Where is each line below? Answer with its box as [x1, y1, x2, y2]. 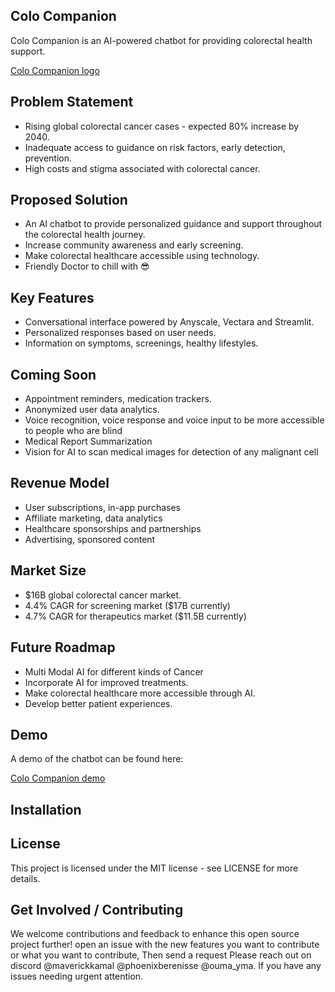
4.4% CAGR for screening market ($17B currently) [24, 599, 231, 611]
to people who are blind [24, 425, 123, 437]
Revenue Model [10, 475, 110, 492]
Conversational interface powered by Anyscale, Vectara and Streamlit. [24, 316, 315, 328]
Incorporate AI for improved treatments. [24, 676, 189, 688]
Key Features [10, 289, 95, 306]
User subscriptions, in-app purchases [24, 501, 181, 513]
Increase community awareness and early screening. [24, 239, 244, 251]
